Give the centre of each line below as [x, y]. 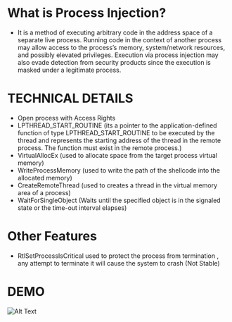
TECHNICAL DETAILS [70, 98]
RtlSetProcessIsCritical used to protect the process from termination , [118, 256]
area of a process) [44, 192]
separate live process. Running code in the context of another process [120, 39]
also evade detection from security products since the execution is [114, 62]
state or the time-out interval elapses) [72, 208]
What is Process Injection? [87, 13]
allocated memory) [45, 178]
